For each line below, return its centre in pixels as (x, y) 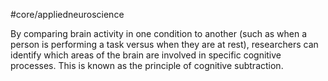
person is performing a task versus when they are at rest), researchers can (164, 44)
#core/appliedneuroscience (67, 14)
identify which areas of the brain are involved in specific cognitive (146, 55)
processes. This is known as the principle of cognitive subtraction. (147, 65)
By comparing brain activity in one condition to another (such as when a (159, 33)
